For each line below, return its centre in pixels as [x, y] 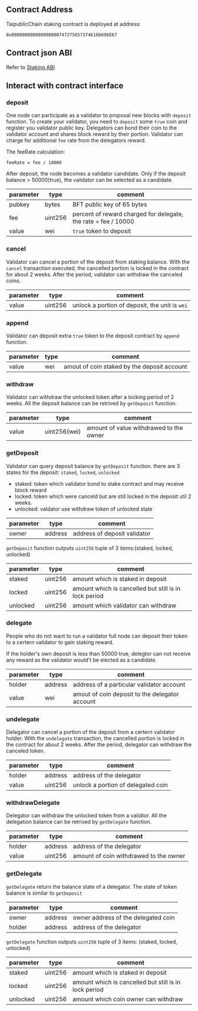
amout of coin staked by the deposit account [126, 366]
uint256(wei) [63, 432]
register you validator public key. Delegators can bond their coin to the [92, 128]
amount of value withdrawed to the [135, 428]
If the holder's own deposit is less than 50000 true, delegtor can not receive [98, 654]
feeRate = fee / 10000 [34, 163]
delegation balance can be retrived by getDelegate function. [79, 822]
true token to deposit [102, 231]
